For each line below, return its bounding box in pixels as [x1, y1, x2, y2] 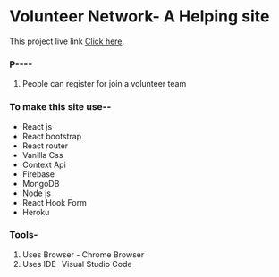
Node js [21, 188, 52, 198]
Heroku [21, 206, 50, 217]
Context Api [21, 159, 67, 170]
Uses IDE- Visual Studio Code [21, 258, 132, 269]
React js [21, 121, 53, 131]
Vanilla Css [21, 149, 63, 160]
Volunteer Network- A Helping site [9, 6, 270, 27]
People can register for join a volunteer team [21, 79, 187, 89]
